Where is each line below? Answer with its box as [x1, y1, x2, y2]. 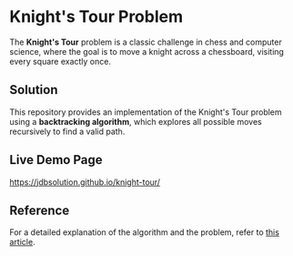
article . [9, 237, 35, 248]
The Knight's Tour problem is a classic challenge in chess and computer [9, 36, 282, 47]
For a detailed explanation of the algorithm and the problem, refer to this [9, 227, 280, 238]
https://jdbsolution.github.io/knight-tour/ [9, 176, 161, 188]
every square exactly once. [9, 56, 112, 67]
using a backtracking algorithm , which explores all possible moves [9, 116, 262, 127]
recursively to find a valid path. [9, 126, 126, 137]
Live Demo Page [9, 152, 103, 168]
